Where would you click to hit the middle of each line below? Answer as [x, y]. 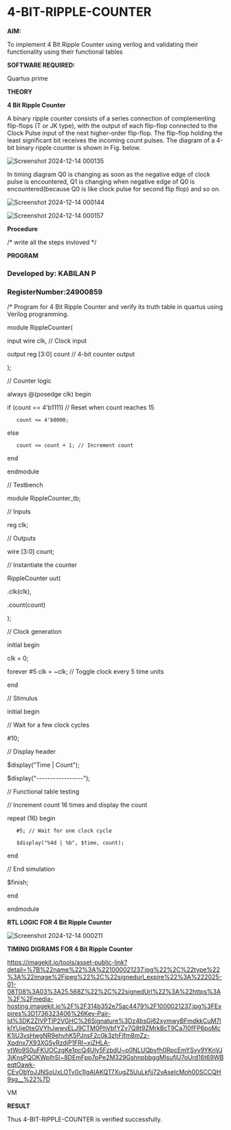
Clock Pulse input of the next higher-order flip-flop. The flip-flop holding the [115, 133]
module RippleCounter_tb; [44, 498]
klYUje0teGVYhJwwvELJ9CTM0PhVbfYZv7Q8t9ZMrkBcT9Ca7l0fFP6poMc [114, 1028]
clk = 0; [18, 659]
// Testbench [25, 485]
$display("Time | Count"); [44, 765]
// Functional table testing [43, 791]
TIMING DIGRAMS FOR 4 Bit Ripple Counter [70, 949]
